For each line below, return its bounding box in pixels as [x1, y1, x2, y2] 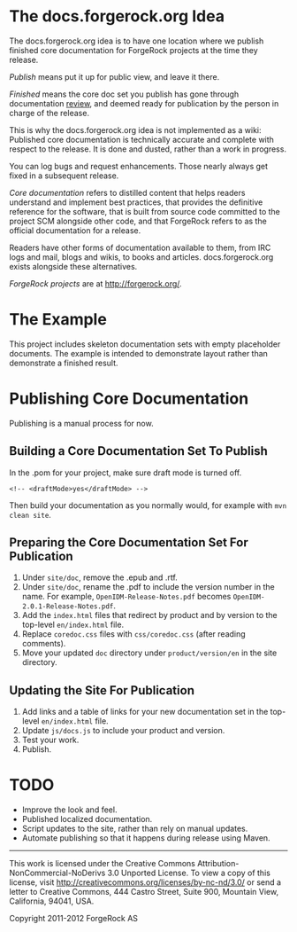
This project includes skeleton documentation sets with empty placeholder [9, 339, 281, 349]
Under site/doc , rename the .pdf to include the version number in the [21, 582, 276, 592]
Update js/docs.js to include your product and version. [21, 725, 225, 736]
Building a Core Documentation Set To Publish [9, 443, 268, 458]
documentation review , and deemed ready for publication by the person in [9, 98, 279, 108]
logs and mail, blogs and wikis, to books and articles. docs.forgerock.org [9, 251, 274, 262]
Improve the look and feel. [21, 804, 118, 815]
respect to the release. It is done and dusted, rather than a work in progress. [9, 144, 287, 154]
